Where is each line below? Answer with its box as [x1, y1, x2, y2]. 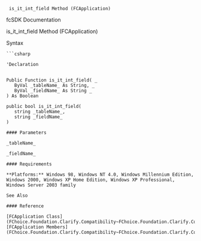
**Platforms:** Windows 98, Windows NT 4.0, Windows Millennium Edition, [6, 171, 194, 177]
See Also [6, 192, 28, 198]
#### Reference [6, 203, 44, 209]
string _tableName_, [14, 109, 66, 115]
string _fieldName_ [14, 114, 63, 120]
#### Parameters [6, 129, 47, 135]
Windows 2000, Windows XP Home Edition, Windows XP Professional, [6, 177, 175, 183]
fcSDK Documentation [6, 16, 61, 23]
